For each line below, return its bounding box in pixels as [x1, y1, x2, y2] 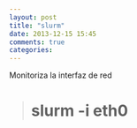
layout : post [9, 12, 57, 22]
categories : [9, 46, 53, 55]
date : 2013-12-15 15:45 [9, 29, 97, 38]
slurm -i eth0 [30, 101, 128, 121]
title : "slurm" [9, 21, 65, 30]
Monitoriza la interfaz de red [9, 70, 112, 80]
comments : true [9, 37, 65, 47]
